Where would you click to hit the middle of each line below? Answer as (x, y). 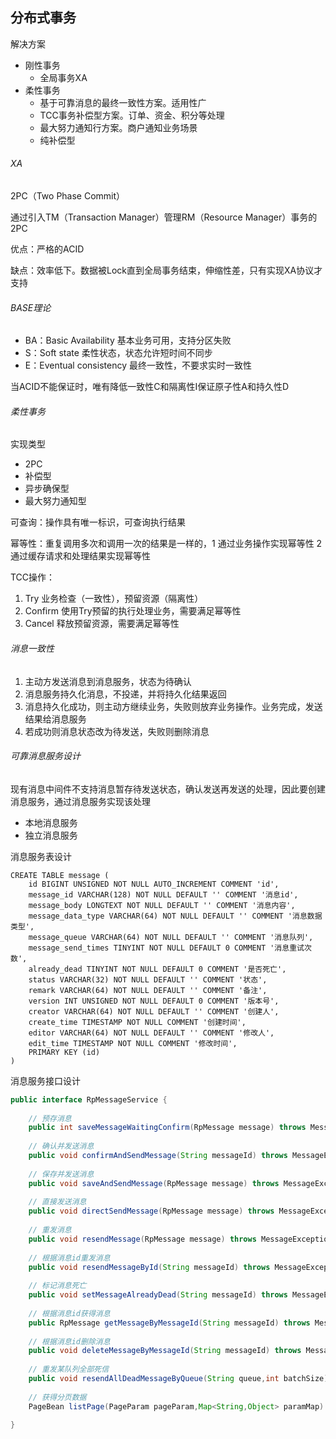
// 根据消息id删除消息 (69, 1341)
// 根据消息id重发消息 (69, 1258)
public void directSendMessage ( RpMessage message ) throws (151, 1211)
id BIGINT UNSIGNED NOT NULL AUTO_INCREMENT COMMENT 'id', (154, 884)
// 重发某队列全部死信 (69, 1369)
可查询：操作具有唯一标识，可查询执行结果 (98, 522)
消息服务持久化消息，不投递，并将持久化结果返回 (125, 694)
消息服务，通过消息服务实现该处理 (80, 801)
